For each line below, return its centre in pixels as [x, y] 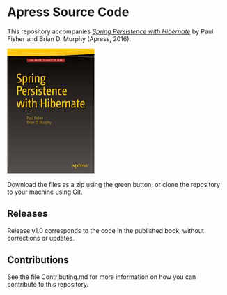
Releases [28, 214]
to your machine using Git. [45, 192]
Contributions [38, 260]
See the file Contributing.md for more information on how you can [102, 277]
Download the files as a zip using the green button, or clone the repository [114, 184]
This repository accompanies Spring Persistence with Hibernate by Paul [110, 31]
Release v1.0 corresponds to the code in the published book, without [105, 230]
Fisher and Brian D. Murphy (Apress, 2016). [69, 38]
